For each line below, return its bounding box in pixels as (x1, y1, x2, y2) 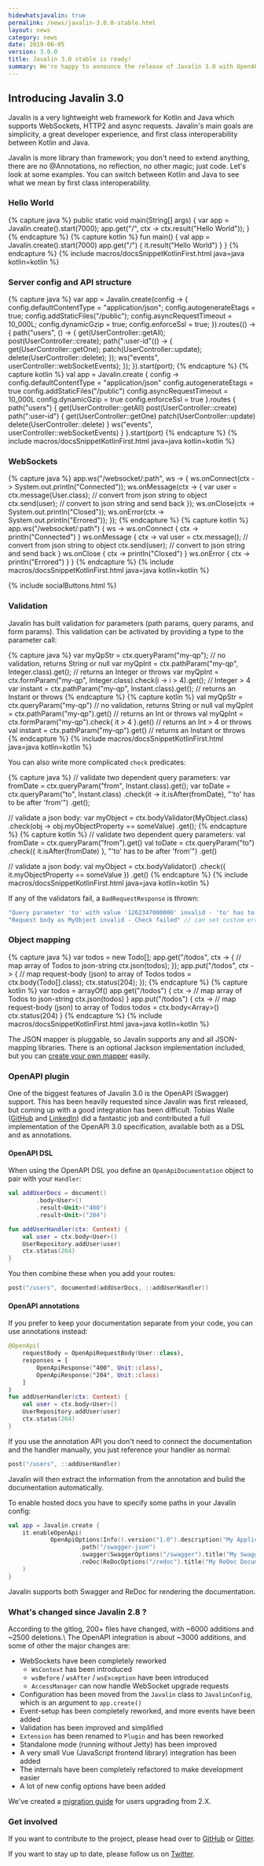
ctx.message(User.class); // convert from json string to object (8, 490, 207, 500)
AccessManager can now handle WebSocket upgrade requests (31, 1681, 229, 1690)
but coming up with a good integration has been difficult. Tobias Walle (8, 1105, 235, 1115)
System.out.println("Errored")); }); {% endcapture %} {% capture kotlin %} (8, 515, 249, 525)
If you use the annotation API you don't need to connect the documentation (8, 1436, 252, 1446)
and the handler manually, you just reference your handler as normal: (8, 1445, 232, 1454)
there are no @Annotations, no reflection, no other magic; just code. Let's (8, 161, 246, 170)
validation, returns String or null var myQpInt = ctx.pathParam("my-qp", (8, 658, 239, 668)
